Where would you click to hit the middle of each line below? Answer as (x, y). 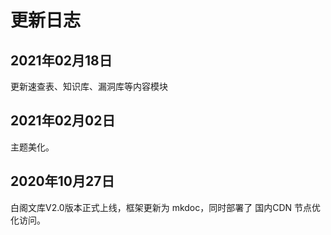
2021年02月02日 (63, 121)
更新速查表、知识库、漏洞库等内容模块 (89, 86)
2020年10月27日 (62, 181)
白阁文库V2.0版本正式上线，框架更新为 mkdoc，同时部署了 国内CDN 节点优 (165, 207)
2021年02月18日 (61, 60)
